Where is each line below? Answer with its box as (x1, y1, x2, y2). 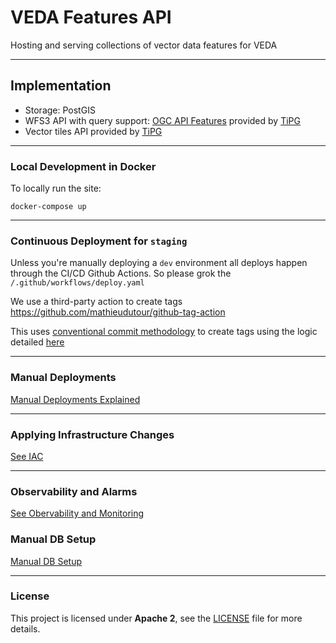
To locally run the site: (10, 182, 102, 195)
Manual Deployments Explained (10, 393, 141, 405)
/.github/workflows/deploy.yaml (10, 278, 145, 288)
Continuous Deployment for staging (10, 234, 188, 248)
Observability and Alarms (10, 484, 138, 498)
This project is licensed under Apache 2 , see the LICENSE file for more (10, 612, 303, 624)
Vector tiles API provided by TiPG (24, 125, 163, 137)
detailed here (10, 336, 65, 348)
